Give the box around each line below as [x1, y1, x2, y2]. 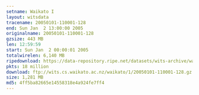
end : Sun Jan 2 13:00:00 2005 [6, 25, 84, 31]
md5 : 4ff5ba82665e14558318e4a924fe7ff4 [6, 80, 105, 86]
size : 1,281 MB [6, 74, 44, 80]
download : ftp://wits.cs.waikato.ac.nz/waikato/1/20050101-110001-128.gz [6, 69, 192, 75]
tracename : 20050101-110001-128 [6, 19, 86, 25]
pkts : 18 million [6, 63, 49, 70]
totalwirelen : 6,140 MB [6, 53, 65, 58]
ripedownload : [6, 58, 41, 64]
